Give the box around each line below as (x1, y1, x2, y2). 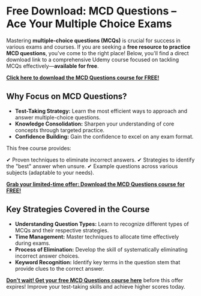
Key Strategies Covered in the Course (6, 204, 150, 214)
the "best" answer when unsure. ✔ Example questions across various (6, 162, 178, 169)
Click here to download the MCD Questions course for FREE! (6, 74, 160, 81)
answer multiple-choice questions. (14, 113, 101, 121)
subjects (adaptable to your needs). (6, 169, 95, 176)
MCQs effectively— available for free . (6, 62, 99, 70)
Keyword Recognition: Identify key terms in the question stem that (14, 258, 181, 265)
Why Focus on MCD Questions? (6, 91, 127, 101)
